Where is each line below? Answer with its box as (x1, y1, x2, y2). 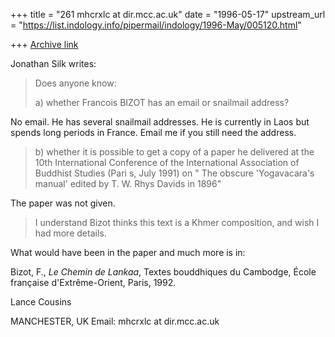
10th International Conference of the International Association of (34, 157, 300, 168)
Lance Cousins (10, 296, 72, 308)
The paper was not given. (10, 197, 116, 209)
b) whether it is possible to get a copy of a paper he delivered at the (34, 146, 315, 158)
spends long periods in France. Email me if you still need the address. (10, 127, 297, 138)
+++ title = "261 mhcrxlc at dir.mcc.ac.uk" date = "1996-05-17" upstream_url (10, 9, 326, 20)
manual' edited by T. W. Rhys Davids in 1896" (34, 178, 222, 189)
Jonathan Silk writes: (10, 58, 97, 69)
